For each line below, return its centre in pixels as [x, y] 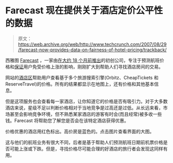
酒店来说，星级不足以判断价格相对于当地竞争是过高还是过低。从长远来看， [84, 108]
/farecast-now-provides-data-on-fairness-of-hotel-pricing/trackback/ [92, 50]
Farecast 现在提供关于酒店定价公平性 [84, 11]
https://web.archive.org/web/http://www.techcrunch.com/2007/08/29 [92, 44]
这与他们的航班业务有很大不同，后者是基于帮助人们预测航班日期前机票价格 [84, 142]
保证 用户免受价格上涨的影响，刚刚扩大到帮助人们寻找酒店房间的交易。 [89, 67]
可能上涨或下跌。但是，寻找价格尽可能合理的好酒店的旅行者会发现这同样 [86, 149]
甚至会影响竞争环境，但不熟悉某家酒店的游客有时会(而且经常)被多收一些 [86, 114]
